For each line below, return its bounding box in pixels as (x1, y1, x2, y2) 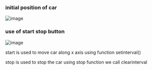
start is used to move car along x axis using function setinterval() (5, 49, 141, 55)
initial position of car (5, 4, 57, 11)
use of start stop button (5, 28, 65, 35)
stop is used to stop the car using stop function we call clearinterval (5, 59, 147, 65)
